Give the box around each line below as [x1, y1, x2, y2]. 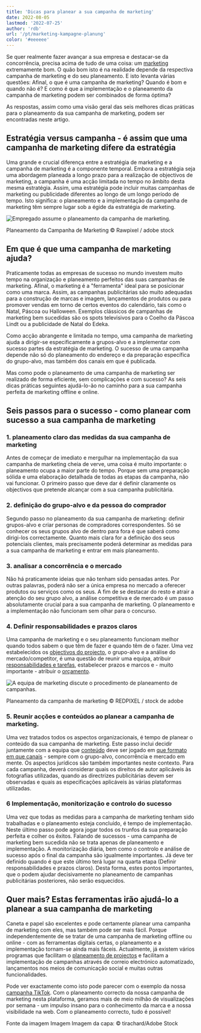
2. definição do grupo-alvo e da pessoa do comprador [6, 501, 167, 509]
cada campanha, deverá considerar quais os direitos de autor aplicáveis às [6, 765, 191, 772]
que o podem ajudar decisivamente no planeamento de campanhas [6, 870, 173, 877]
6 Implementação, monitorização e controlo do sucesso [6, 799, 172, 808]
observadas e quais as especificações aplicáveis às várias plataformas [6, 778, 182, 786]
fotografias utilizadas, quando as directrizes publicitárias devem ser [6, 772, 174, 779]
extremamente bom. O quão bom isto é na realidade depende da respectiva [6, 66, 193, 73]
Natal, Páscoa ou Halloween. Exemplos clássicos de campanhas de [6, 307, 173, 315]
